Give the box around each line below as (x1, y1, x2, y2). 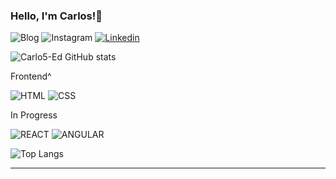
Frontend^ (10, 70, 52, 83)
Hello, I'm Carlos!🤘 (10, 9, 103, 23)
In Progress (10, 109, 58, 121)
